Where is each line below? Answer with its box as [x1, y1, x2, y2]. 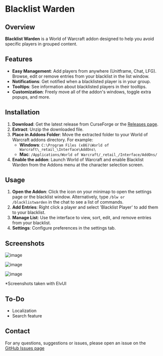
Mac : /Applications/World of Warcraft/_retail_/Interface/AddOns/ [19, 151, 158, 157]
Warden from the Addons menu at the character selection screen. [12, 162, 144, 168]
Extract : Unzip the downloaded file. [12, 126, 84, 132]
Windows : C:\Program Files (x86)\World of [19, 142, 109, 147]
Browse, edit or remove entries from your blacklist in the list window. [12, 73, 149, 79]
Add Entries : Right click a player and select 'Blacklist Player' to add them [12, 204, 158, 210]
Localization [12, 308, 37, 314]
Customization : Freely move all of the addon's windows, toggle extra [12, 89, 151, 95]
